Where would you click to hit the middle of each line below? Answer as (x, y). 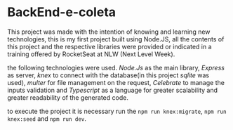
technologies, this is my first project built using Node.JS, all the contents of (116, 39)
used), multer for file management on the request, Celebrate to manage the (116, 82)
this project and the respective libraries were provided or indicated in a (109, 46)
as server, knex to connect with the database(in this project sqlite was (108, 75)
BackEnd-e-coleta (62, 12)
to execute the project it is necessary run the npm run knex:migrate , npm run (117, 111)
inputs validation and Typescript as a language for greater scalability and (113, 90)
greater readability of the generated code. (68, 97)
